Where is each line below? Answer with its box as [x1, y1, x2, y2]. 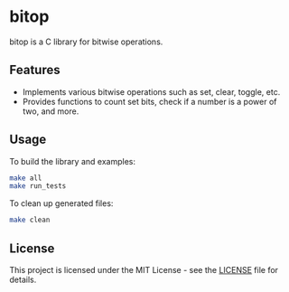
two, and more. [22, 106, 79, 117]
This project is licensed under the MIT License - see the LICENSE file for [9, 265, 278, 275]
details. [9, 274, 37, 285]
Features [9, 62, 61, 78]
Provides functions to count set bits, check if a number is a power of [22, 96, 277, 107]
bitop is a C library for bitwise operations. [9, 36, 163, 47]
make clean [9, 215, 51, 225]
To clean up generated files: [9, 198, 114, 209]
